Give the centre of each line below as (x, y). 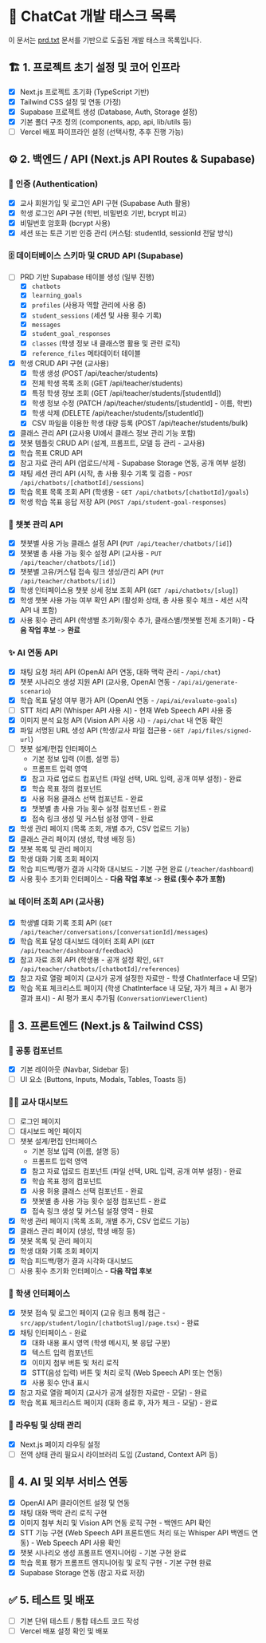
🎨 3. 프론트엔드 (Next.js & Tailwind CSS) (106, 1026)
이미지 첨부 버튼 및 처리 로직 (75, 1362)
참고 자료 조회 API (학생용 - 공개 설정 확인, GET (92, 960)
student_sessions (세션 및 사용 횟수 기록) (96, 315)
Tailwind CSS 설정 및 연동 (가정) (70, 101)
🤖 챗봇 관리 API (36, 524)
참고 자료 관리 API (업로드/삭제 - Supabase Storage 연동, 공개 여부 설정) (133, 463)
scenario (34, 691)
